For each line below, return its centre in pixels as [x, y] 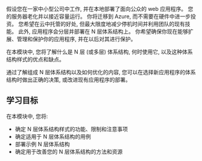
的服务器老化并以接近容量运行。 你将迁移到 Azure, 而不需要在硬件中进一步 [99, 16]
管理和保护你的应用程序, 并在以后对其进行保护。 [76, 39]
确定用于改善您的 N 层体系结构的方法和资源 [69, 151]
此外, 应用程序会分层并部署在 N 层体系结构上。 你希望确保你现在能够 [103, 31]
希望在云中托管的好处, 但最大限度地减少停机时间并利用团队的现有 [104, 24]
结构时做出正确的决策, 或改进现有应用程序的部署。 [68, 80]
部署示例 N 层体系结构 [43, 144]
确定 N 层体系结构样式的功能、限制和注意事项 [71, 129]
